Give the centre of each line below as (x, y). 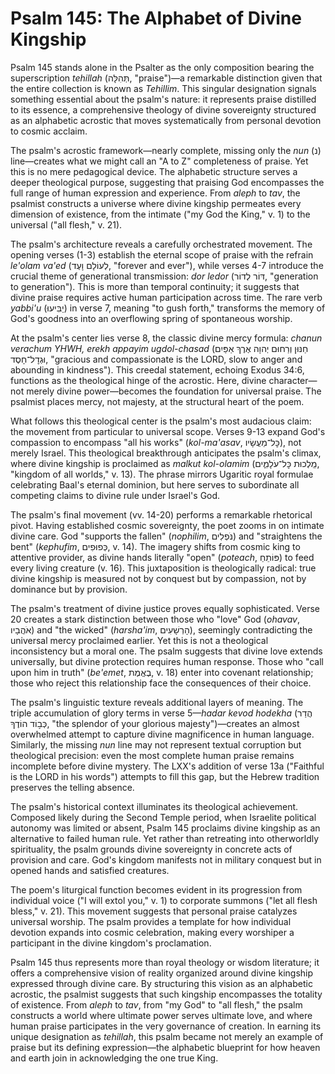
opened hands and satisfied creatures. (90, 870)
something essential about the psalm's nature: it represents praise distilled (163, 99)
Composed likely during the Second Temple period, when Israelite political (163, 817)
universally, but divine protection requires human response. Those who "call (167, 661)
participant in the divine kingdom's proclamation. (111, 943)
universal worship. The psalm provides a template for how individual (151, 921)
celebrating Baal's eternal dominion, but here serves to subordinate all (155, 484)
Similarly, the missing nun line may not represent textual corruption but (156, 744)
